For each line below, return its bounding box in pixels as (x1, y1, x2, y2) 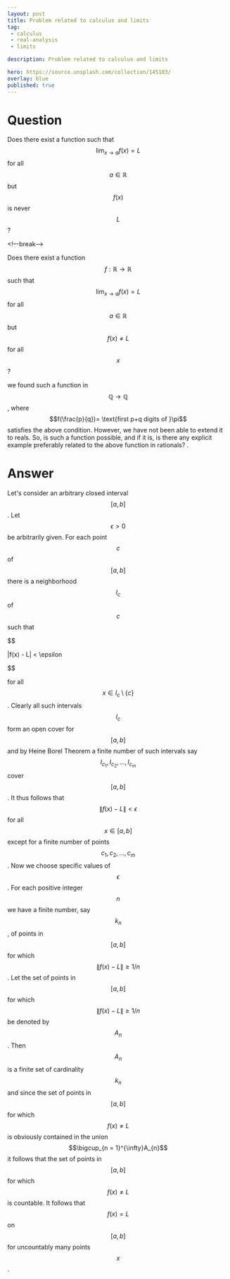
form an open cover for (7, 725, 75, 734)
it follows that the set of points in (7, 1155, 102, 1163)
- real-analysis (10, 37, 58, 44)
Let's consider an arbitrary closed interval (7, 488, 129, 497)
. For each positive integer (7, 883, 83, 892)
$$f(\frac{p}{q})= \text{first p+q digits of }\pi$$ (49, 415, 188, 423)
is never (7, 204, 30, 212)
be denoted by (7, 1017, 50, 1026)
